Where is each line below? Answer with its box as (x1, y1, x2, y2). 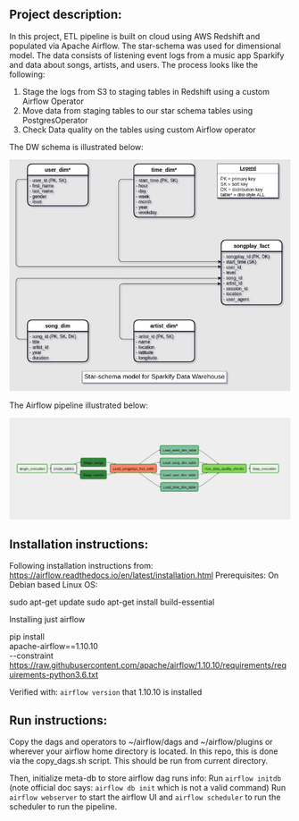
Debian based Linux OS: (9, 580, 98, 590)
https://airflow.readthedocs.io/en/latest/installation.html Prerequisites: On (9, 570, 279, 580)
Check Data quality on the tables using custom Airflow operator (21, 124, 256, 135)
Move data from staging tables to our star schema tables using (21, 105, 253, 115)
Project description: (9, 7, 122, 22)
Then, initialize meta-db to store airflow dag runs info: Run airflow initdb (9, 773, 282, 783)
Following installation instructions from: (9, 561, 154, 571)
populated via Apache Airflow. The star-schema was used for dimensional (9, 40, 281, 51)
